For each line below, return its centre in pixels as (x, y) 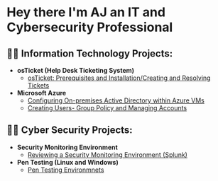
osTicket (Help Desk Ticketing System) (76, 70)
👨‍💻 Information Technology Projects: (90, 53)
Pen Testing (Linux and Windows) (67, 162)
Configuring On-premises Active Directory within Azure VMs (116, 100)
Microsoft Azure (42, 93)
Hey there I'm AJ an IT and (86, 12)
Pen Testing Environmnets (66, 170)
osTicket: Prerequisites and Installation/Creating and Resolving (119, 78)
